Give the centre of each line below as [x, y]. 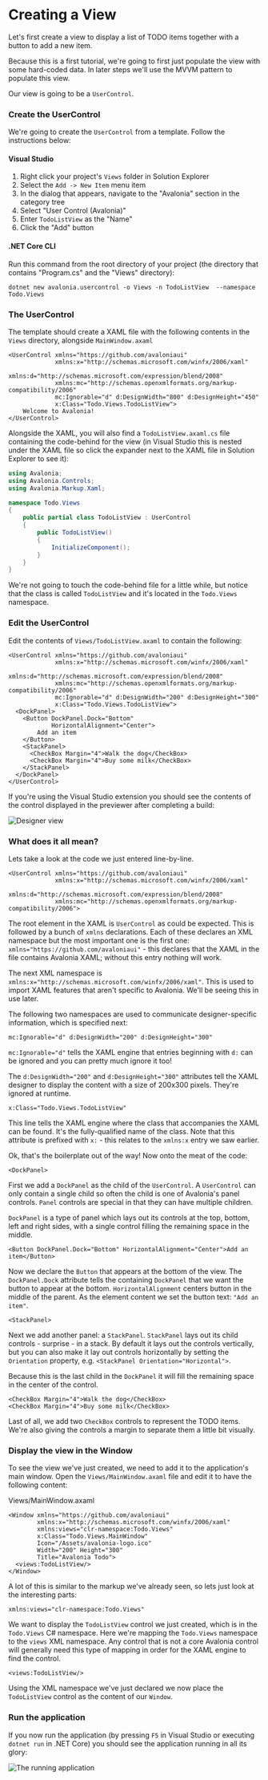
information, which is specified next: [68, 1022]
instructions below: [40, 140]
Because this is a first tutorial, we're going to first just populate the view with [134, 61]
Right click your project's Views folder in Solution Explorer [114, 176]
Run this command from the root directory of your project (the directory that [133, 264]
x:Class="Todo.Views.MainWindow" [93, 1537]
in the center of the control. [53, 1385]
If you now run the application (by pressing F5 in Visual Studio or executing [131, 1735]
